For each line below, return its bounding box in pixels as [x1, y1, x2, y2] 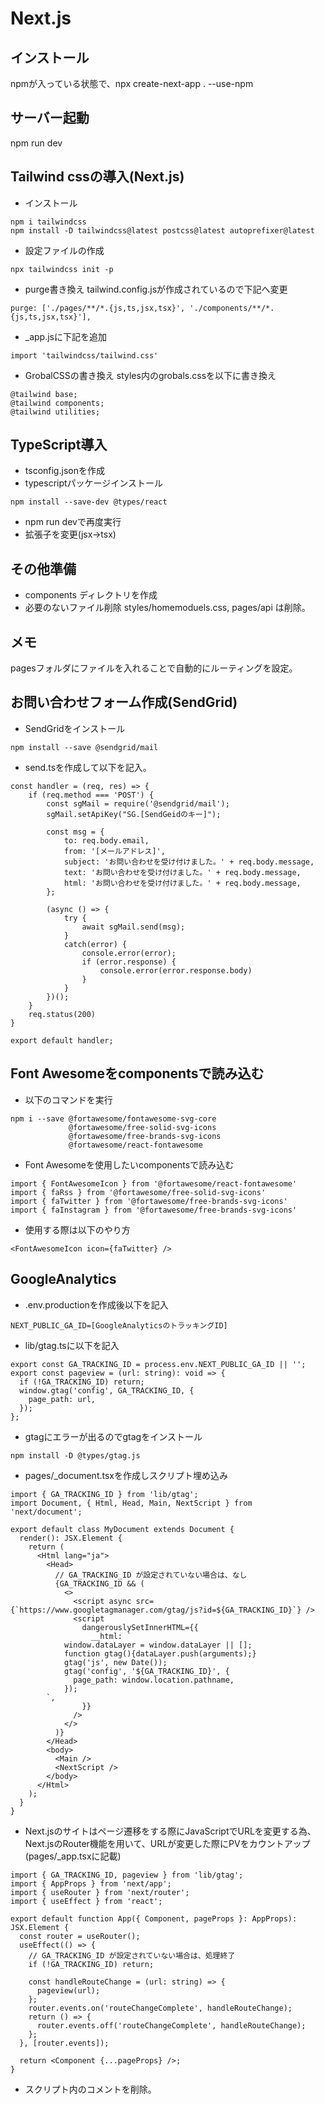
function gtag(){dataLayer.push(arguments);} [63, 1648, 257, 1659]
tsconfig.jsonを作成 [24, 465, 105, 477]
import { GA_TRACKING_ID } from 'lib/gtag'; [10, 1489, 199, 1499]
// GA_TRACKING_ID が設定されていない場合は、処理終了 [28, 1950, 236, 1961]
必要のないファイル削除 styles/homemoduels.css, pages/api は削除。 [24, 602, 311, 614]
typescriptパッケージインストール [24, 477, 164, 489]
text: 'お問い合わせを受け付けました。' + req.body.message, [63, 867, 302, 877]
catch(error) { [63, 939, 128, 949]
